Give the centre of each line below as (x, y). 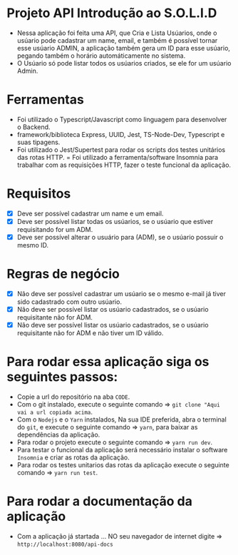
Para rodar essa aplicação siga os (108, 362)
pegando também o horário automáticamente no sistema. (101, 56)
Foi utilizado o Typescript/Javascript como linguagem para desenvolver (122, 119)
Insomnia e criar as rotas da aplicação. (73, 457)
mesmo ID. (33, 245)
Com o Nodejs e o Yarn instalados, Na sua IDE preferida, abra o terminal (122, 419)
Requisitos (39, 194)
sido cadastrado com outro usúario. (69, 302)
